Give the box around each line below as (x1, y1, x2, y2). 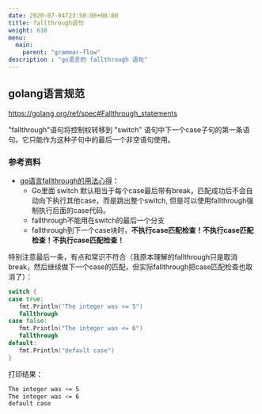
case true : (8, 294, 44, 303)
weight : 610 (8, 26, 47, 34)
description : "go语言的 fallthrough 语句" (8, 56, 148, 64)
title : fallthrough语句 (8, 19, 85, 27)
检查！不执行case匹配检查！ (31, 235, 125, 245)
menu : (8, 33, 26, 42)
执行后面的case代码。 (38, 205, 111, 215)
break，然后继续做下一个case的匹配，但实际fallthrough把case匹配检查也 (8, 262, 246, 272)
